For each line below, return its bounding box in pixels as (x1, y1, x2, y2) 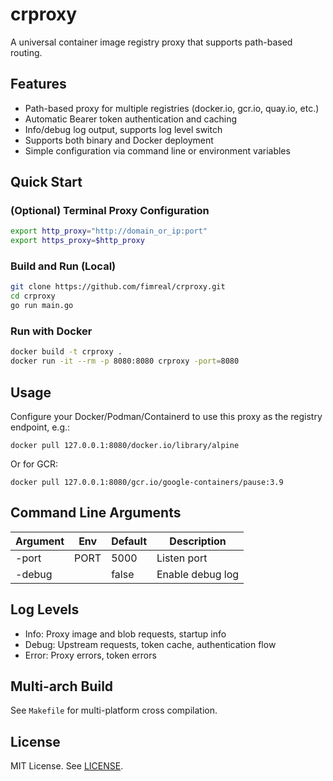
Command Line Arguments (10, 504, 182, 522)
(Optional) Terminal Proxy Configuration (10, 204, 210, 218)
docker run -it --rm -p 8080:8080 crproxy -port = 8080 (10, 356, 240, 367)
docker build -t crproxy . (10, 347, 123, 357)
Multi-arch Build (10, 678, 114, 695)
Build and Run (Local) (10, 259, 117, 273)
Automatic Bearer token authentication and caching (24, 113, 238, 125)
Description (169, 534, 227, 548)
